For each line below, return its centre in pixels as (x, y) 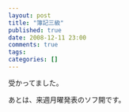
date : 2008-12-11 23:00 (47, 37)
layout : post (30, 15)
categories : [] (33, 60)
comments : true (33, 45)
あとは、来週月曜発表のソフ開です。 (67, 99)
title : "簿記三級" (36, 23)
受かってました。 (36, 83)
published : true (35, 30)
